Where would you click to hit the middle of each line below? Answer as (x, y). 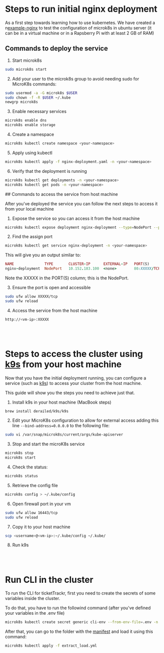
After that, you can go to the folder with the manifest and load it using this (79, 631)
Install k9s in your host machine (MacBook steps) (62, 402)
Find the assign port (32, 237)
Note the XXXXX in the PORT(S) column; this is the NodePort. (67, 278)
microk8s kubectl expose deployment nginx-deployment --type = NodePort (78, 227)
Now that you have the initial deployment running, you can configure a (76, 378)
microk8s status (21, 476)
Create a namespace (33, 134)
